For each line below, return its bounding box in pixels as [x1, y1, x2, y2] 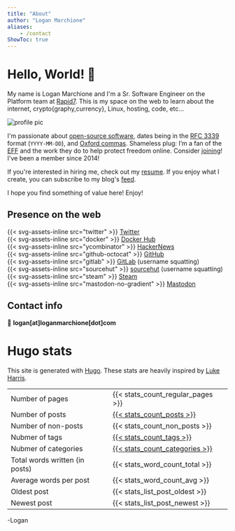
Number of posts [10, 409, 66, 419]
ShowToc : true [7, 36, 49, 43]
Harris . [7, 373, 27, 382]
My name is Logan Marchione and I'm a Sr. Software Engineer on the [7, 90, 206, 98]
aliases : [7, 23, 33, 30]
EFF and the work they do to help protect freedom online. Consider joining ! [7, 146, 222, 155]
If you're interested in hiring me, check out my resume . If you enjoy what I [7, 167, 220, 176]
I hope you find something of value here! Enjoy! [7, 188, 143, 197]
